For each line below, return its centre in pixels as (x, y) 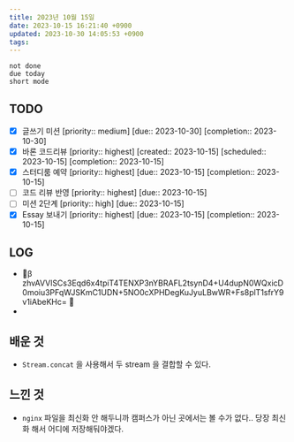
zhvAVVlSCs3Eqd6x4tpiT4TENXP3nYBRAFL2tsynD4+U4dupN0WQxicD (153, 283)
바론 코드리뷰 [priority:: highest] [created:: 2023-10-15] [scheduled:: (144, 152)
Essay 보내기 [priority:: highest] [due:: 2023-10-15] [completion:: (138, 215)
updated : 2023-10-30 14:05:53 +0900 (76, 34)
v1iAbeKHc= (45, 302)
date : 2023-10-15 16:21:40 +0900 (71, 26)
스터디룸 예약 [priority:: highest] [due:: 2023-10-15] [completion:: (138, 172)
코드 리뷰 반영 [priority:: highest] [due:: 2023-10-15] (114, 193)
